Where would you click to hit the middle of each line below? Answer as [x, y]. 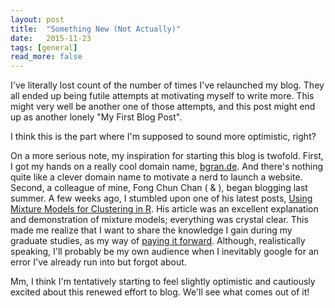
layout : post [37, 19]
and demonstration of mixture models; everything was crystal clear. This [159, 220]
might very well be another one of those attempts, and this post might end [163, 107]
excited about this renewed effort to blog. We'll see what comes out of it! [160, 292]
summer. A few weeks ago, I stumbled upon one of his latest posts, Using [161, 198]
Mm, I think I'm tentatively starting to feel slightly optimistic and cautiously [163, 282]
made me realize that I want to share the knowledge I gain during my [151, 230]
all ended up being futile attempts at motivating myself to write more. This [162, 96]
